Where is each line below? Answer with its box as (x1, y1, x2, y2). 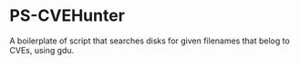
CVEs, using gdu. (9, 44, 75, 55)
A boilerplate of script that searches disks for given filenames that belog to (9, 35, 290, 46)
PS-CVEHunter (9, 5, 126, 26)
